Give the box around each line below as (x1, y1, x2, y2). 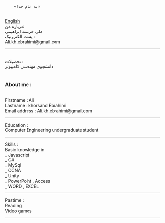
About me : (5, 81, 32, 88)
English (5, 18, 20, 24)
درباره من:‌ (5, 23, 25, 29)
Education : (5, 122, 28, 128)
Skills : (5, 141, 19, 147)
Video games (5, 208, 32, 214)
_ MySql (5, 162, 21, 168)
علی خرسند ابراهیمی (5, 29, 43, 34)
